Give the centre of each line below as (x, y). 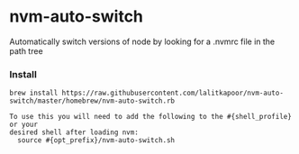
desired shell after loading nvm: (74, 132)
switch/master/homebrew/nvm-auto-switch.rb (92, 101)
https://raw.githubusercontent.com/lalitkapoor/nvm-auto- (172, 93)
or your (24, 125)
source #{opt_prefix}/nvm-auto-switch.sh (96, 140)
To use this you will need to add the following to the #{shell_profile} (151, 117)
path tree (26, 50)
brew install (34, 93)
